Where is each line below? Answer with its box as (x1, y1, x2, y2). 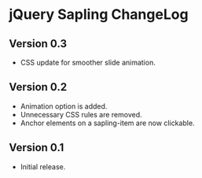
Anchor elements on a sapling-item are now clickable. (20, 118, 195, 128)
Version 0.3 (9, 37, 68, 50)
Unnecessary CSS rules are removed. (20, 109, 142, 119)
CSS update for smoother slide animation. (20, 57, 156, 67)
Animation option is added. (20, 101, 108, 111)
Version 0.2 (9, 80, 68, 94)
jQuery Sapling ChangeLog (9, 6, 189, 24)
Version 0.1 (9, 141, 64, 154)
